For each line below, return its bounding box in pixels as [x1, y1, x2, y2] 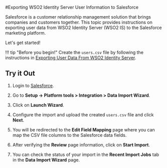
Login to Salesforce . [12, 82, 54, 88]
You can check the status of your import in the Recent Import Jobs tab [12, 151, 159, 157]
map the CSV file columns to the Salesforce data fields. [12, 132, 127, 138]
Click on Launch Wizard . [12, 102, 64, 108]
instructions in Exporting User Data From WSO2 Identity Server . [5, 55, 136, 61]
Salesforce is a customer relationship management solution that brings [5, 14, 151, 20]
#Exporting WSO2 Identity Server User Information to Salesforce [5, 5, 139, 10]
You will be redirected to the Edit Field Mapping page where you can [12, 126, 155, 132]
